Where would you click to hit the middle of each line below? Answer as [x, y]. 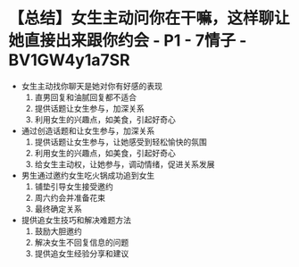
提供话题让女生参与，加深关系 [89, 108]
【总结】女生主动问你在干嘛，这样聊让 [149, 18]
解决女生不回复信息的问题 [82, 242]
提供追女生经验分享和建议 [82, 253]
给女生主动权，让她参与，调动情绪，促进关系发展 [125, 164]
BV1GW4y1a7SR [69, 60]
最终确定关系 [58, 209]
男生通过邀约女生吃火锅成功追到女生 [88, 175]
